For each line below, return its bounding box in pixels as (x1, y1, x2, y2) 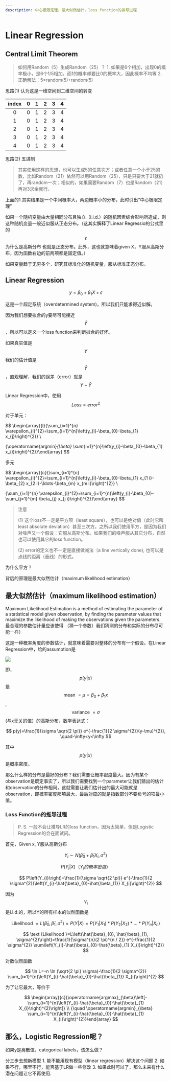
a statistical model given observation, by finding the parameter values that (5, 611, 162, 617)
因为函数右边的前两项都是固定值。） (14, 250, 88, 256)
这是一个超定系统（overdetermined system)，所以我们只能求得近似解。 (5, 301, 155, 307)
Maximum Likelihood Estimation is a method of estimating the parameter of (5, 605, 163, 611)
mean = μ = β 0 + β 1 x (63, 692, 108, 699)
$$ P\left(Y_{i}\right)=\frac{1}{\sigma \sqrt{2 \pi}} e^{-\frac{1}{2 (19, 875, 153, 881)
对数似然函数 (5, 958, 32, 964)
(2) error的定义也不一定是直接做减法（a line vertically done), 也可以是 (17, 547, 164, 553)
